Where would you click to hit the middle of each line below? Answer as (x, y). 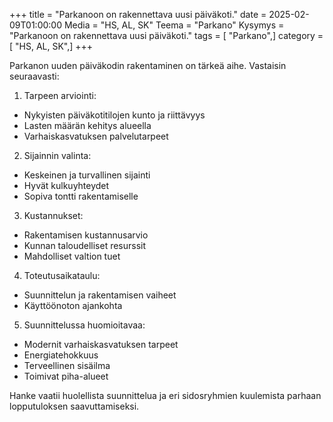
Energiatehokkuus (61, 355)
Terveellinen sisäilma (67, 365)
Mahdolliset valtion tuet (72, 256)
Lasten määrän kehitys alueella (87, 125)
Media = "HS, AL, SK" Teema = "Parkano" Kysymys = (174, 25)
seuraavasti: (34, 76)
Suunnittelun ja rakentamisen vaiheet (100, 295)
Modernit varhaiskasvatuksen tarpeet (101, 344)
